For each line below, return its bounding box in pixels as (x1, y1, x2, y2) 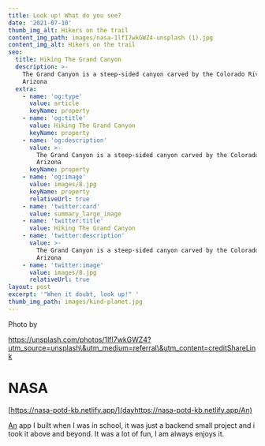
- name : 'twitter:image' (22, 261, 104, 269)
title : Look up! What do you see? (8, 11, 122, 20)
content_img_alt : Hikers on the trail (8, 41, 136, 49)
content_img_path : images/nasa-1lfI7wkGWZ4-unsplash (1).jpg (8, 33, 214, 42)
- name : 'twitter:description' (22, 232, 125, 240)
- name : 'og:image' (22, 173, 87, 182)
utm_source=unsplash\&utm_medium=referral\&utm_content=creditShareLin (8, 343, 256, 352)
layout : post (8, 283, 51, 291)
